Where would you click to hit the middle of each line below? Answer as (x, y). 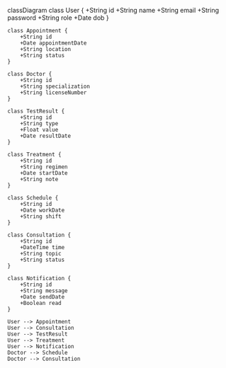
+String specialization (55, 86)
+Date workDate (43, 210)
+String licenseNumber (53, 93)
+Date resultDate (46, 136)
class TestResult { (36, 111)
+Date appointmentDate (53, 43)
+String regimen (44, 167)
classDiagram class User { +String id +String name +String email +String (113, 10)
